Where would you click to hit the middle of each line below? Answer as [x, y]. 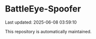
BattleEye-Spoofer [43, 9]
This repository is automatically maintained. [48, 31]
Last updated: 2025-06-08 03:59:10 [41, 22]
